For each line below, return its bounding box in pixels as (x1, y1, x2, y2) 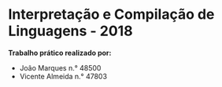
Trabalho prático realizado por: (8, 48, 112, 57)
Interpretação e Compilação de (8, 5, 215, 24)
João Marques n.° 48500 (19, 63, 102, 72)
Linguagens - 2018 (8, 22, 133, 40)
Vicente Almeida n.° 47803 (19, 71, 108, 81)
